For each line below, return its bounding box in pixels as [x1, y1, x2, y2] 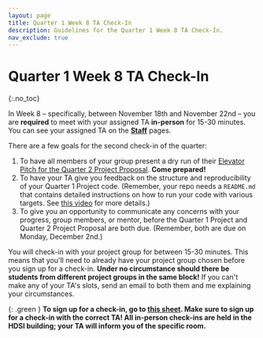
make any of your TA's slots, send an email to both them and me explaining [8, 281, 251, 291]
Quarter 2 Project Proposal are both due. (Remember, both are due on [19, 223, 246, 233]
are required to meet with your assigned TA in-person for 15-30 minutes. [8, 118, 246, 127]
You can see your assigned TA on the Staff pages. [8, 126, 172, 135]
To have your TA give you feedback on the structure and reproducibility [19, 173, 251, 182]
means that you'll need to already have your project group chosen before [8, 256, 246, 265]
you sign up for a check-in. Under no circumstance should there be [8, 264, 230, 273]
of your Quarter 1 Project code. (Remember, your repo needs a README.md [19, 182, 256, 191]
